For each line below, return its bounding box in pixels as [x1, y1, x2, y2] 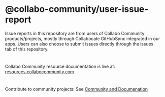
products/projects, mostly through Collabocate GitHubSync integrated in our [5, 36, 160, 42]
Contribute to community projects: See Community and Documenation [5, 86, 148, 92]
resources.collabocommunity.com [5, 69, 74, 75]
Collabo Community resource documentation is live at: [5, 63, 116, 70]
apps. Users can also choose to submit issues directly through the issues [5, 41, 154, 47]
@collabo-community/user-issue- [5, 3, 149, 15]
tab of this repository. [5, 46, 49, 52]
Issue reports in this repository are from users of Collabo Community [5, 30, 145, 36]
